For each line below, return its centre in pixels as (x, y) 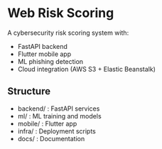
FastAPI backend (42, 46)
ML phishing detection (50, 61)
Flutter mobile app (44, 54)
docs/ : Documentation (51, 138)
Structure (29, 91)
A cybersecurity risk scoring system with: (68, 33)
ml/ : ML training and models (59, 116)
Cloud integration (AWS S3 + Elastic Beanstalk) (87, 69)
